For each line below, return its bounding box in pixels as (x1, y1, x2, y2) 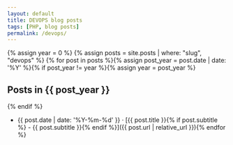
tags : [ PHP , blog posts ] (7, 23, 80, 30)
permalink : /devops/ (7, 29, 68, 37)
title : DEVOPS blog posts (7, 17, 82, 24)
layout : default (7, 10, 54, 17)
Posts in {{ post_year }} (7, 84, 110, 96)
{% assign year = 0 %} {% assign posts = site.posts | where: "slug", (7, 49, 202, 57)
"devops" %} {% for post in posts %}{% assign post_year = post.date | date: (7, 56, 227, 65)
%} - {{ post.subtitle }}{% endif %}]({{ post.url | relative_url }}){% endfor (17, 123, 226, 132)
